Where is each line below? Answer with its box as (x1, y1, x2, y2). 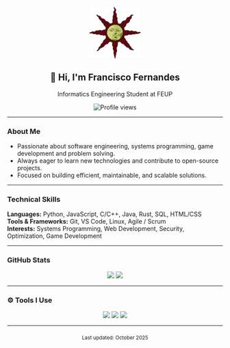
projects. (16, 164, 42, 172)
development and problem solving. (16, 150, 115, 158)
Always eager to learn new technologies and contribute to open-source (16, 157, 219, 165)
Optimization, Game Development (7, 232, 103, 240)
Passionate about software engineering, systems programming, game (16, 142, 214, 150)
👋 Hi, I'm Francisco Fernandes (50, 72, 180, 83)
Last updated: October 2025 (81, 334, 149, 341)
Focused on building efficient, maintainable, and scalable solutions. (16, 171, 207, 180)
